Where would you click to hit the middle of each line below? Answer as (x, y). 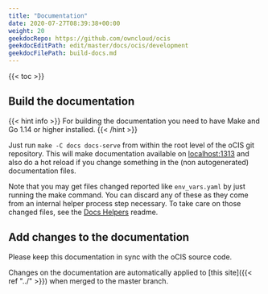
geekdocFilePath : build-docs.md (62, 53)
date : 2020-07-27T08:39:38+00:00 (64, 23)
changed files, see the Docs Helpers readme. (83, 212)
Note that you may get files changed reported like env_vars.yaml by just (127, 186)
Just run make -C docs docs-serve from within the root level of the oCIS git (132, 145)
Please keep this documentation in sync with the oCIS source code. (120, 257)
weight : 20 (27, 31)
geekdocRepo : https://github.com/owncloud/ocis (90, 38)
